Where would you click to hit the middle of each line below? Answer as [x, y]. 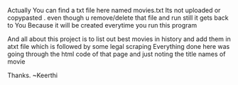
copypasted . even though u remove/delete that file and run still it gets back [118, 18]
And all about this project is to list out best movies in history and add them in [119, 39]
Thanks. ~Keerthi [33, 75]
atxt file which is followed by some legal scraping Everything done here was [119, 46]
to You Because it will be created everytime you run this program [102, 25]
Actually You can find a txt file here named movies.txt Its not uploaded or [114, 10]
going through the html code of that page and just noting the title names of [117, 54]
